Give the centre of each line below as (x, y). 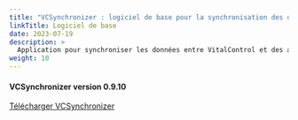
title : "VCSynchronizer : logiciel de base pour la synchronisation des (146, 17)
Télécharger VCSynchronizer (62, 106)
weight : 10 (29, 58)
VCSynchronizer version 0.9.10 (68, 86)
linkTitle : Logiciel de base (63, 26)
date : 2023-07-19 (41, 34)
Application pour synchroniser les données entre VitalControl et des (150, 50)
